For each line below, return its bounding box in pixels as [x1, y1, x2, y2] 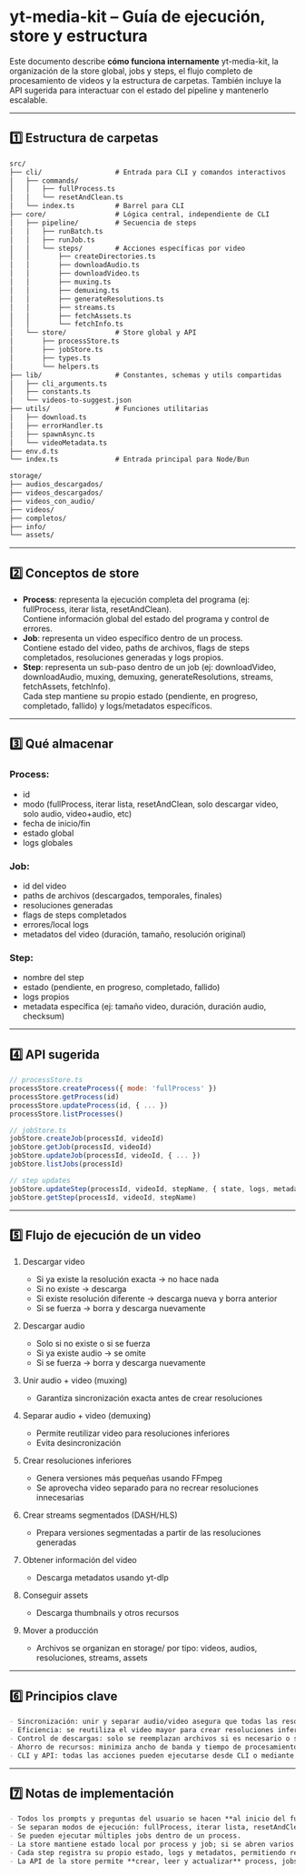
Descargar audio [22, 1320, 85, 1331]
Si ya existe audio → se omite [35, 1348, 147, 1359]
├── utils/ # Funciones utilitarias [9, 405, 209, 414]
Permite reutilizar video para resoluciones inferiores [35, 1428, 230, 1439]
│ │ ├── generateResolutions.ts [9, 294, 165, 304]
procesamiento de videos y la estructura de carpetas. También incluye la [9, 75, 281, 85]
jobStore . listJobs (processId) [9, 1159, 124, 1169]
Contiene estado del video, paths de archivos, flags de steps [22, 643, 250, 654]
